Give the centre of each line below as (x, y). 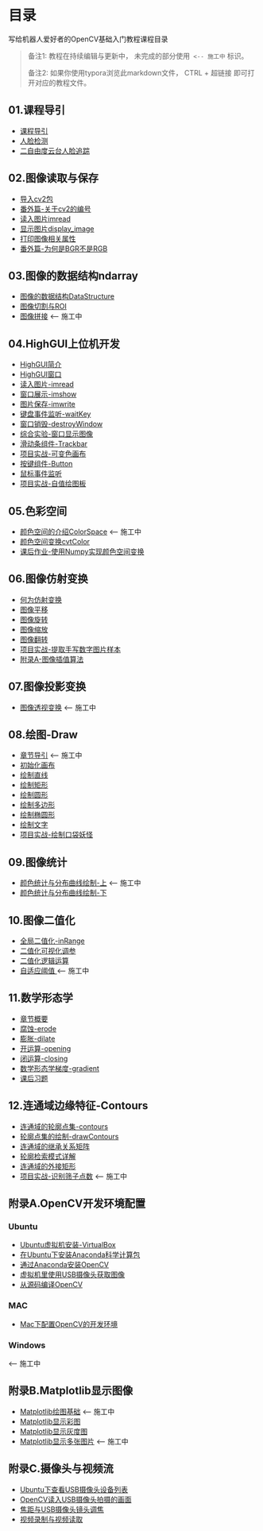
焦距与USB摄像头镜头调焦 (62, 1509)
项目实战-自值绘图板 (53, 484)
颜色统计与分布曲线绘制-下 (63, 893)
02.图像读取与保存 (54, 178)
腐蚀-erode (38, 1028)
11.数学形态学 (41, 998)
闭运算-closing (44, 1058)
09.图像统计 (38, 862)
